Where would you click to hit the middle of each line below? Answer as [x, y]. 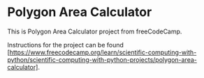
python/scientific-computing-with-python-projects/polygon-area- [102, 59]
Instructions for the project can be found [66, 45]
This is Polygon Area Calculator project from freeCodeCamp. [95, 31]
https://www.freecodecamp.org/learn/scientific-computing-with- [103, 52]
